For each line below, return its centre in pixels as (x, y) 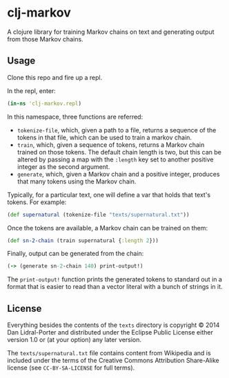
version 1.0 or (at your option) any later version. (74, 340)
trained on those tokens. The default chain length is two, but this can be (119, 152)
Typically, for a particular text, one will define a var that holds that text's (109, 195)
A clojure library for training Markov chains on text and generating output (111, 32)
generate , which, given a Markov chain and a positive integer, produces (118, 174)
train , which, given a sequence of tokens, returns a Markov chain (111, 145)
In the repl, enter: (32, 90)
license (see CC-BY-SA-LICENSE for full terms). (71, 368)
